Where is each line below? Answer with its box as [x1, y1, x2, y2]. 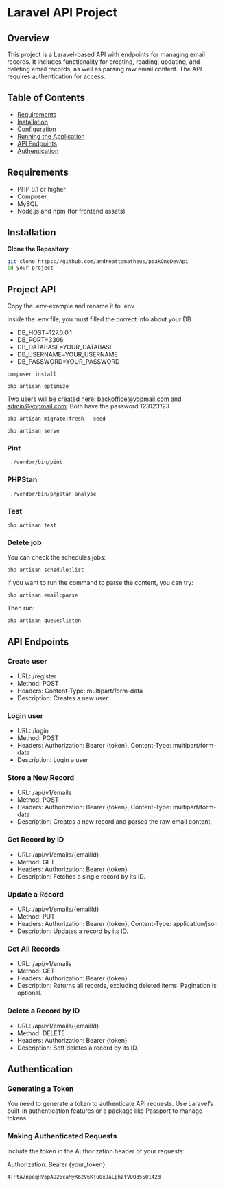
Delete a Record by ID [7, 1006, 80, 1015]
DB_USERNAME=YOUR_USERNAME [16, 350, 118, 358]
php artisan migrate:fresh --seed [7, 415, 106, 422]
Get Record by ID [7, 835, 64, 844]
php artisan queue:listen [7, 617, 81, 624]
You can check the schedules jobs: [7, 553, 106, 562]
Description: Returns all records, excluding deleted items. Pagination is [16, 982, 217, 990]
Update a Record [7, 889, 64, 899]
